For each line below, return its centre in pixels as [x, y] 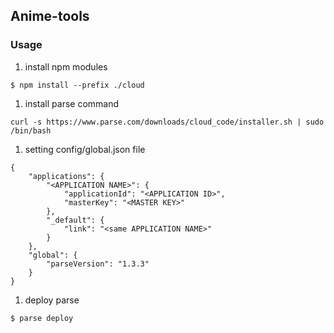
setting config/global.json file [85, 149]
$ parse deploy [42, 318]
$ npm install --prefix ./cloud [77, 85]
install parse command [72, 103]
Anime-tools [50, 16]
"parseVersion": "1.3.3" [98, 264]
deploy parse [52, 300]
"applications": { [66, 176]
